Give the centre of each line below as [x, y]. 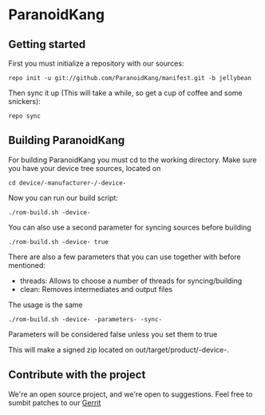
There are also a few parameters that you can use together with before [125, 257]
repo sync [25, 116]
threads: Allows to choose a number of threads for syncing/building [131, 281]
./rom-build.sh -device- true [59, 241]
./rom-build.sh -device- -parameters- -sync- [85, 319]
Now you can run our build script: [63, 198]
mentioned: [27, 265]
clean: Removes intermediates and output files [96, 289]
